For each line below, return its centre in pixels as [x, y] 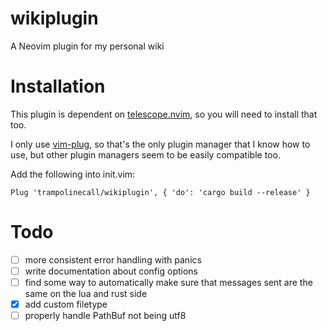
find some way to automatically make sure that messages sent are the [168, 282]
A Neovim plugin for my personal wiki [87, 46]
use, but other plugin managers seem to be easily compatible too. [145, 154]
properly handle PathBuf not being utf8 [105, 316]
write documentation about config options [111, 271]
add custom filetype [66, 304]
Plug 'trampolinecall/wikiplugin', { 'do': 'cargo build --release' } [160, 192]
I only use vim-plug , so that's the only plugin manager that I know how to [160, 144]
